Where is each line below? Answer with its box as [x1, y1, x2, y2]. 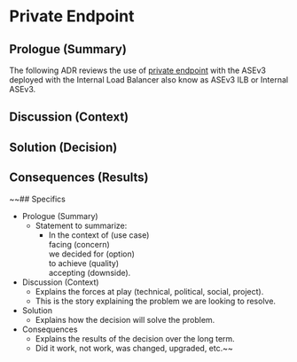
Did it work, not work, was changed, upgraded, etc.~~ [35, 342, 233, 353]
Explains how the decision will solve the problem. [35, 314, 215, 325]
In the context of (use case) [48, 229, 150, 240]
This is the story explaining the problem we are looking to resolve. [35, 295, 277, 306]
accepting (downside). [48, 267, 131, 278]
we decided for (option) [48, 248, 136, 259]
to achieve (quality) [48, 257, 120, 268]
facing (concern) [48, 239, 111, 249]
